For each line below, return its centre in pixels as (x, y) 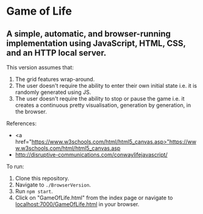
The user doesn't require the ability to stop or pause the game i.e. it (100, 98)
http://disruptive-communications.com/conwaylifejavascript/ (91, 155)
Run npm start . (34, 191)
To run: (15, 166)
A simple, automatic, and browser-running (88, 34)
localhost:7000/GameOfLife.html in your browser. (77, 204)
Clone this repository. (42, 178)
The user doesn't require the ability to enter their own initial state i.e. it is (106, 86)
